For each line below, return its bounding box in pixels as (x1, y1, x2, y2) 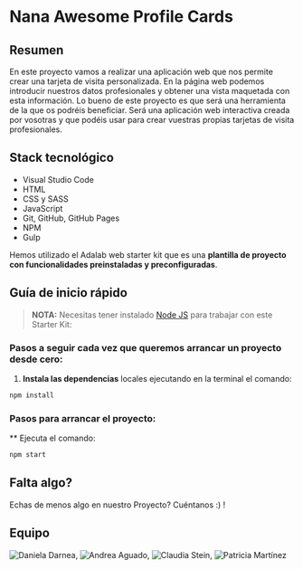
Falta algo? (9, 475, 72, 490)
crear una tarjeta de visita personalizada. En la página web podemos (9, 76, 265, 87)
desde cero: (9, 353, 63, 365)
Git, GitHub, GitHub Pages (22, 213, 120, 223)
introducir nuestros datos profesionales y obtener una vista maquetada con (9, 86, 290, 96)
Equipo (9, 526, 50, 541)
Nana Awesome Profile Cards (9, 6, 233, 27)
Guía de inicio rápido (9, 285, 128, 300)
